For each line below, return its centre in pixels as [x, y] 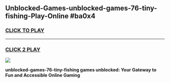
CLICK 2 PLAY [23, 49]
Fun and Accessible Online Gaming [43, 75]
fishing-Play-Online [37, 16]
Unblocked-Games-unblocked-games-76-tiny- [81, 8]
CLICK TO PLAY [25, 31]
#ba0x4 [83, 16]
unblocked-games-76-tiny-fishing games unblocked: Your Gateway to [81, 69]
